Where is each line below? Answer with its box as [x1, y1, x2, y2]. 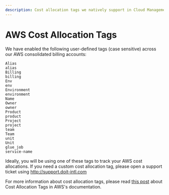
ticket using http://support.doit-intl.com [5, 168, 87, 174]
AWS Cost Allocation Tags [5, 29, 117, 40]
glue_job [5, 145, 24, 150]
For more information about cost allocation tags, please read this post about [5, 178, 162, 184]
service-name [5, 149, 33, 154]
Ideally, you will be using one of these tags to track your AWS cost [5, 158, 142, 164]
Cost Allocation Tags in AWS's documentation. [5, 183, 102, 189]
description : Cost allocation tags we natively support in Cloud [5, 7, 145, 13]
